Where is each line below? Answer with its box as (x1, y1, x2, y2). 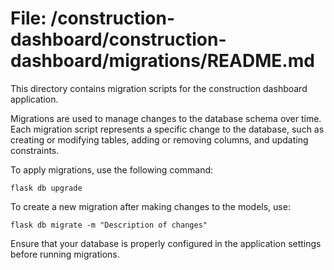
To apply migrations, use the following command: (10, 163, 214, 176)
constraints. (10, 144, 60, 156)
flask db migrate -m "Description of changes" (10, 220, 208, 230)
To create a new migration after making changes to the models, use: (10, 200, 291, 212)
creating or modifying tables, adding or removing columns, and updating (10, 133, 309, 146)
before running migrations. (10, 248, 120, 260)
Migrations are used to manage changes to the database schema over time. (10, 112, 322, 124)
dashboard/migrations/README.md (10, 50, 315, 72)
